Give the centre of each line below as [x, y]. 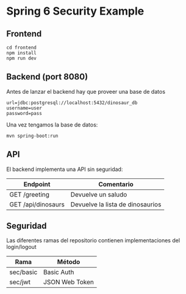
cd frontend [21, 47]
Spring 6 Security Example [75, 11]
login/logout [21, 247]
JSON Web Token [69, 282]
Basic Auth [59, 272]
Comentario [116, 184]
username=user [24, 108]
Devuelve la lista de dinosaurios [116, 204]
